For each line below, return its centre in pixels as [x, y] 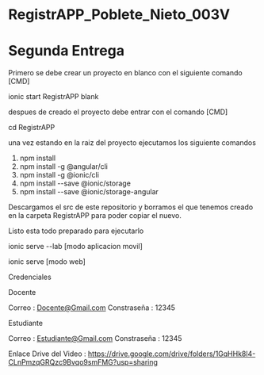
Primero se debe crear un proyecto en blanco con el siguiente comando [126, 73]
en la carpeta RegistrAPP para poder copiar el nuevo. [95, 216]
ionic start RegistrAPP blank [54, 97]
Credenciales [30, 277]
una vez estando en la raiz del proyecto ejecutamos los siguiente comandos [132, 143]
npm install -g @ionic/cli [59, 175]
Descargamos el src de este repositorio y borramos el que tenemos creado [131, 207]
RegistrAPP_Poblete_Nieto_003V [119, 15]
